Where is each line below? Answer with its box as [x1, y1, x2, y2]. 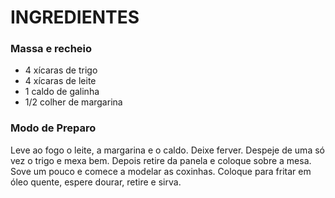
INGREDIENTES [10, 6, 140, 29]
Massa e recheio [10, 42, 93, 56]
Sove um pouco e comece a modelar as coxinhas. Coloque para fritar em [10, 165, 312, 177]
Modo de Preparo [10, 121, 97, 135]
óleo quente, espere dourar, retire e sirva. [10, 176, 182, 188]
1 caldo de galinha [24, 86, 100, 98]
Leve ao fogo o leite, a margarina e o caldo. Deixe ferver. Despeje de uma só [10, 144, 325, 156]
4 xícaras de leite [24, 75, 97, 87]
